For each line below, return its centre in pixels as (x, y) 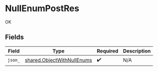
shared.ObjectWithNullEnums (59, 60)
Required (108, 51)
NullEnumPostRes (42, 9)
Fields (15, 37)
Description (137, 51)
